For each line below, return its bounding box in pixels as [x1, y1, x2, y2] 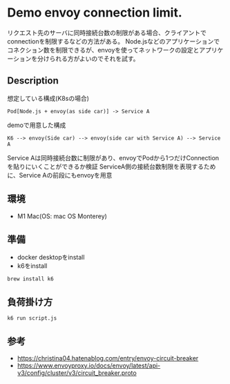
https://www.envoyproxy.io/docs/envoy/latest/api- [17, 361, 161, 369]
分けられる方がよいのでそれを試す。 [37, 54, 140, 63]
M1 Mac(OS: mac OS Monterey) [17, 212, 107, 220]
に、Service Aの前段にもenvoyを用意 [7, 171, 113, 179]
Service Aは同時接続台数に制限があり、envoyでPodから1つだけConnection [7, 153, 220, 162]
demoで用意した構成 [7, 121, 66, 129]
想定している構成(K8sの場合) [7, 94, 90, 102]
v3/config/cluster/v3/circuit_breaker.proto [17, 369, 137, 377]
